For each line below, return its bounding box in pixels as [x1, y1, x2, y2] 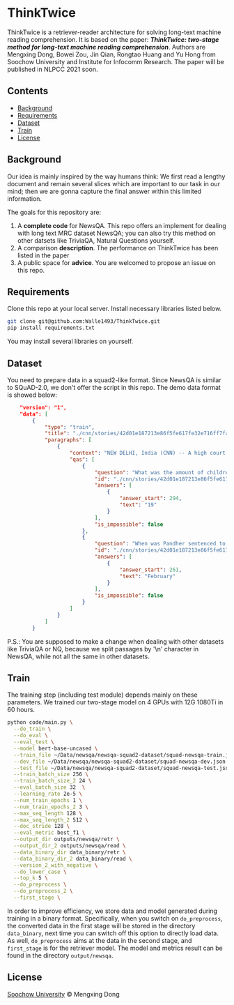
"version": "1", [19, 404, 68, 411]
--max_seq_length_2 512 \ [13, 816, 89, 824]
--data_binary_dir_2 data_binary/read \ [13, 855, 132, 862]
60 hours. [7, 706, 36, 714]
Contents [7, 85, 49, 97]
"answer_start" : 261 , [119, 566, 182, 573]
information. [7, 194, 42, 203]
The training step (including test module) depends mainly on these [7, 690, 198, 699]
